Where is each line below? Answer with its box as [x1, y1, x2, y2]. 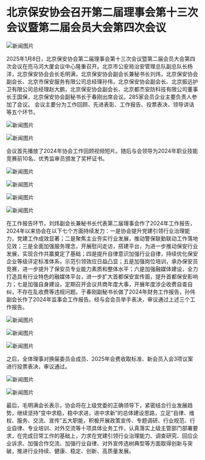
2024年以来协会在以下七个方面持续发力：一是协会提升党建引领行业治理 [6, 227, 185, 235]
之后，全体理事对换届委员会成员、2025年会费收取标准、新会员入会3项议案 [6, 355, 193, 363]
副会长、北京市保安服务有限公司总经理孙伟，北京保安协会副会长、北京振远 [6, 77, 193, 85]
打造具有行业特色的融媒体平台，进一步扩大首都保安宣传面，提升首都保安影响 [6, 272, 198, 280]
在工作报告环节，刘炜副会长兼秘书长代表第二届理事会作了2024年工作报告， [6, 219, 196, 227]
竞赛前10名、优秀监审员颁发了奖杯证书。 [6, 155, 108, 162]
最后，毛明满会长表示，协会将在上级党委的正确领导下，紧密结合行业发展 [6, 402, 187, 409]
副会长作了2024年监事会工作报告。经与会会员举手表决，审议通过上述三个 [6, 295, 190, 303]
